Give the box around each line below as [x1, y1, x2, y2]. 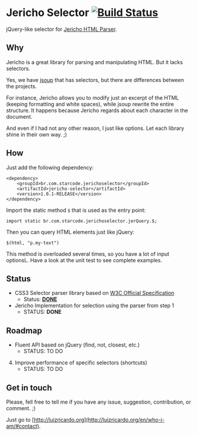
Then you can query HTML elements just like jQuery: [6, 228, 135, 236]
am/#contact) [6, 423, 40, 430]
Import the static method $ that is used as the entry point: [6, 207, 146, 214]
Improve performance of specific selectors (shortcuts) [14, 359, 148, 366]
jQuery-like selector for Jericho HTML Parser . [6, 26, 117, 33]
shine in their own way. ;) [6, 131, 67, 138]
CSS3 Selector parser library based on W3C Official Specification [14, 290, 175, 297]
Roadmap [6, 325, 43, 335]
